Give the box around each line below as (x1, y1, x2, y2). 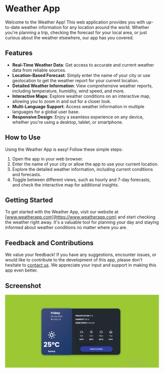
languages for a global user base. (12, 109, 80, 115)
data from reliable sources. (12, 67, 67, 73)
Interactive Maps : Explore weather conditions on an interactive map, (12, 93, 151, 99)
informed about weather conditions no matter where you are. (5, 225, 128, 231)
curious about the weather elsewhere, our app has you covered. (5, 35, 134, 41)
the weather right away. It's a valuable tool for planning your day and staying (5, 219, 159, 225)
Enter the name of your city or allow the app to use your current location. (12, 161, 159, 167)
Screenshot (5, 281, 41, 290)
